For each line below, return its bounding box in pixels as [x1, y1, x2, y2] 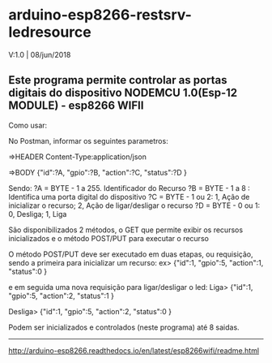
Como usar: [8, 120, 48, 130]
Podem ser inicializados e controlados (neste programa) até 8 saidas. [8, 322, 240, 332]
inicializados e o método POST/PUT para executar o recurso [8, 233, 209, 243]
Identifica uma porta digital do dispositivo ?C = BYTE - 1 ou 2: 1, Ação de [8, 192, 250, 201]
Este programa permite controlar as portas [8, 73, 228, 87]
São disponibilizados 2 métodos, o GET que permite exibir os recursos [8, 225, 244, 235]
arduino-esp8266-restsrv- [8, 6, 193, 24]
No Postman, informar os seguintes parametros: [8, 136, 168, 145]
